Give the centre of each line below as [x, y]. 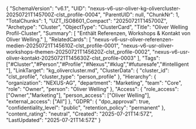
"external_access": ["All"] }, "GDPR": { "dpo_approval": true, [78, 101]
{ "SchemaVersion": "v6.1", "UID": [46, 8]
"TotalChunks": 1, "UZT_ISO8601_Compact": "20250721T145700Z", [87, 21]
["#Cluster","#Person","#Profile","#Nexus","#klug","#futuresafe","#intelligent [97, 64]
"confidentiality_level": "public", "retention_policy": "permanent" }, [86, 108]
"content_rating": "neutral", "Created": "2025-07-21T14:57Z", [80, 114]
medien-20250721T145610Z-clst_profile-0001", [63, 46]
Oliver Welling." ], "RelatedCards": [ [49, 39]
